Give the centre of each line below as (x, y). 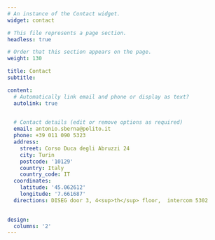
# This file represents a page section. (67, 33)
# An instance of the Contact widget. (64, 14)
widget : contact (31, 20)
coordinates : (33, 181)
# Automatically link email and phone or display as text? (102, 97)
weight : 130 (25, 59)
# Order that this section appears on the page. (79, 52)
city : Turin (37, 155)
